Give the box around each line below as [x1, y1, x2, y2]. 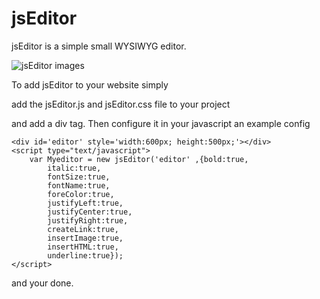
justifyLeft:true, [47, 198, 124, 208]
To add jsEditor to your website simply [11, 78, 169, 91]
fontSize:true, [47, 172, 111, 182]
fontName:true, [47, 180, 111, 191]
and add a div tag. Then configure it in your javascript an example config [11, 117, 311, 129]
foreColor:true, [47, 189, 115, 199]
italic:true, [47, 163, 102, 173]
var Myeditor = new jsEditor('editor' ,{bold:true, [29, 154, 249, 164]
